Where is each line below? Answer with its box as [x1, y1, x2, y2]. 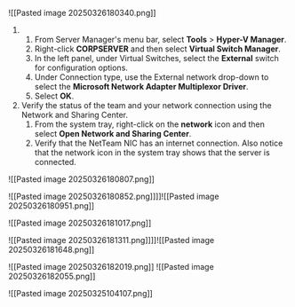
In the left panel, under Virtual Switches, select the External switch [34, 53, 279, 63]
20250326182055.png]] [8, 271, 96, 281]
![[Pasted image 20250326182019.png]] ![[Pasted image [8, 262, 214, 272]
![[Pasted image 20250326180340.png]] [8, 8, 156, 18]
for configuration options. [34, 62, 128, 73]
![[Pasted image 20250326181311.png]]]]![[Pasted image [8, 235, 215, 245]
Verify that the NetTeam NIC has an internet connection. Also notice [34, 138, 283, 148]
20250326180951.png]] [8, 201, 95, 211]
